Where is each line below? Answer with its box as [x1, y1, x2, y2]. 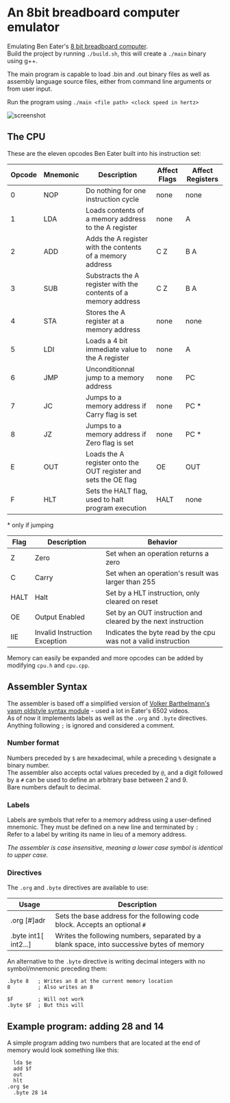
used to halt [85, 494, 124, 504]
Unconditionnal [85, 364, 135, 373]
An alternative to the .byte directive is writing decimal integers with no [7, 957, 205, 966]
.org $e [7, 1083, 29, 1091]
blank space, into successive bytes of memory [55, 940, 205, 949]
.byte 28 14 [13, 1089, 48, 1096]
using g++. [7, 56, 38, 65]
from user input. [7, 84, 53, 93]
